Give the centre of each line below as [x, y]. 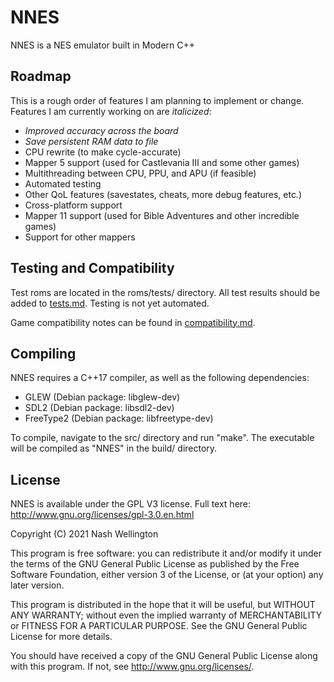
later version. [37, 585]
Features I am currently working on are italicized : [111, 111]
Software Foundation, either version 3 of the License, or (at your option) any [167, 575]
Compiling [43, 353]
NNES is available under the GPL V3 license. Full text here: [131, 504]
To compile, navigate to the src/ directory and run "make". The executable [162, 438]
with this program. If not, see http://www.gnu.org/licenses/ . [132, 667]
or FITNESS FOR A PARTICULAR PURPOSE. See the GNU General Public [159, 626]
